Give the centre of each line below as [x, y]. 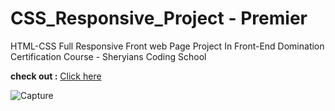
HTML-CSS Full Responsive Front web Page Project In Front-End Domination [167, 46]
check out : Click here [56, 76]
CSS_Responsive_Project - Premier [159, 18]
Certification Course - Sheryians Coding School [108, 56]
